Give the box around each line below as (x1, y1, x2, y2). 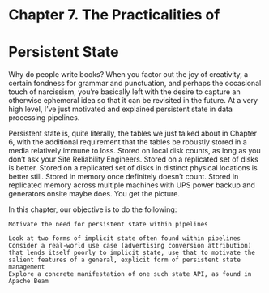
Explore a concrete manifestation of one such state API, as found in (8, 270, 252, 278)
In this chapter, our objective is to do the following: (8, 205, 177, 214)
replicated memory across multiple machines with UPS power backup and (8, 180, 255, 190)
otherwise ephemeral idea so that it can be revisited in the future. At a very (8, 96, 258, 106)
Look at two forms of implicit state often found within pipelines (8, 235, 241, 243)
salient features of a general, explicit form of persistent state (8, 256, 241, 265)
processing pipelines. (8, 113, 80, 123)
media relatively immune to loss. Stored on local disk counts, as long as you (8, 146, 261, 156)
